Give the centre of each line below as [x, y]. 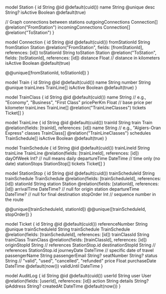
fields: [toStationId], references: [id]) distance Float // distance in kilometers [83, 58]
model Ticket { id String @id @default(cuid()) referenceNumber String [76, 224]
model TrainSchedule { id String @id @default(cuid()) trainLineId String [78, 148]
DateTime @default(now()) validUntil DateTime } [54, 266]
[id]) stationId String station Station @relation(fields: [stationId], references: [82, 184]
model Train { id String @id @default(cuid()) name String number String [78, 82]
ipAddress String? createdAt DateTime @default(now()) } [63, 286]
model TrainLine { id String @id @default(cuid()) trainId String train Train [79, 122]
